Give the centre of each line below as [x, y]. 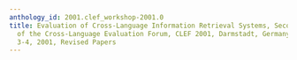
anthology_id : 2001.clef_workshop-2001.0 [87, 17]
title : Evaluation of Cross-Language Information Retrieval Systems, [140, 26]
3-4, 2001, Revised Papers [67, 42]
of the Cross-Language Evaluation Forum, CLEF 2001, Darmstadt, [138, 34]
